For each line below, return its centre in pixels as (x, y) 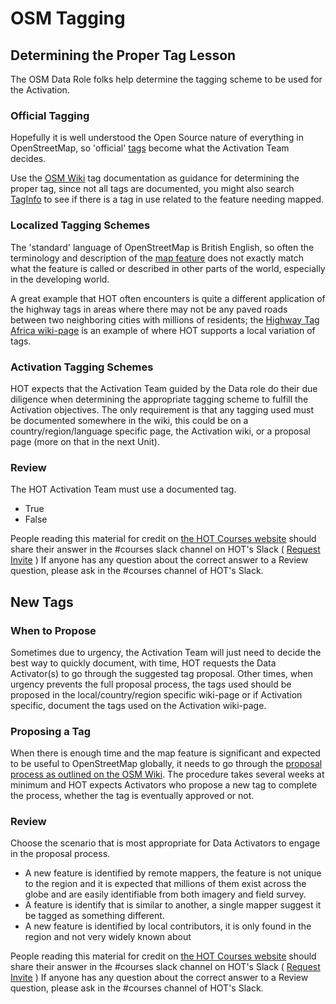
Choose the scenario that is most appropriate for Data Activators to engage (165, 843)
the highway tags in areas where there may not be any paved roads (149, 309)
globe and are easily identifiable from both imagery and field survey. (165, 894)
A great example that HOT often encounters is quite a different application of (168, 298)
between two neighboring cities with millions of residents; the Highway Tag (165, 319)
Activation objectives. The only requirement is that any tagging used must (162, 409)
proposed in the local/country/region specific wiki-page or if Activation (156, 694)
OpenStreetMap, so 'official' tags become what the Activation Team (150, 148)
